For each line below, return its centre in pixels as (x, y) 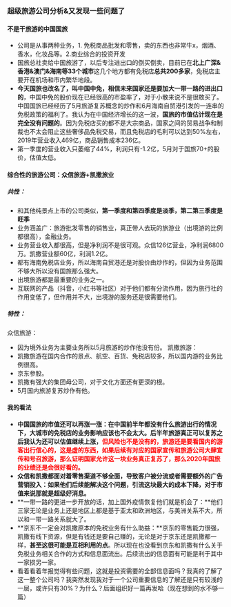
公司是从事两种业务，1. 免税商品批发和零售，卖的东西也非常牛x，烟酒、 (119, 46)
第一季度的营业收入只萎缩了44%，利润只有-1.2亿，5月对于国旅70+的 (115, 149)
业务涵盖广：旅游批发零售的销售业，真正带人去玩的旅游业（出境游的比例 (120, 228)
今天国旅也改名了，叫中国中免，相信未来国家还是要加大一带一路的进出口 (120, 88)
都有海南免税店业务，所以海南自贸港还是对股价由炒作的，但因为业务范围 (120, 262)
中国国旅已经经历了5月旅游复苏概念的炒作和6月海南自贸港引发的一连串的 (120, 106)
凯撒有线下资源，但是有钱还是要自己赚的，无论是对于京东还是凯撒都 (114, 536)
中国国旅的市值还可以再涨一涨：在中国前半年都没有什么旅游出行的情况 (117, 424)
